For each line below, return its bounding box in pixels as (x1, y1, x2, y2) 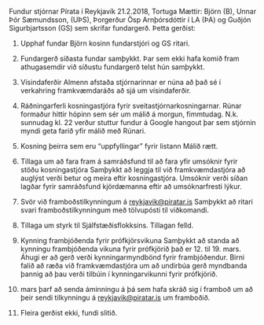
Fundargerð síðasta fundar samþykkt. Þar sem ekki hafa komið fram (20, 54, 240, 63)
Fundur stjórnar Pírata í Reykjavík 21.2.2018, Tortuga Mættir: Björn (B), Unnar (9, 7, 257, 16)
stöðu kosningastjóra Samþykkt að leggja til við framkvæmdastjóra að (20, 165, 246, 174)
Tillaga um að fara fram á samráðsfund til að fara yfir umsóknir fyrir (20, 157, 238, 166)
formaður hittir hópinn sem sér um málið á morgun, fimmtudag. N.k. (20, 109, 239, 119)
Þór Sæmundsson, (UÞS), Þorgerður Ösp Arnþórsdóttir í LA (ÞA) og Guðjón (9, 15, 251, 24)
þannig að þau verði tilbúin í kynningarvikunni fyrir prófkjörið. (20, 269, 218, 279)
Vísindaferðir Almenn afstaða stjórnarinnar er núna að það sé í (20, 78, 222, 87)
